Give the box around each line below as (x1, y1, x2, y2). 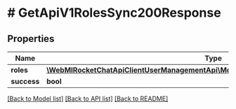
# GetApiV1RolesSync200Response (7, 5, 221, 21)
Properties (7, 33, 55, 45)
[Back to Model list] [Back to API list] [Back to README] (7, 94, 169, 103)
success (11, 77, 40, 86)
